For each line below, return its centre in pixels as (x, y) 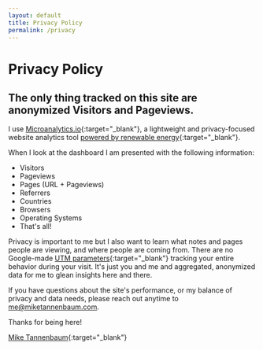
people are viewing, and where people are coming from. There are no (121, 250)
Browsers (35, 210)
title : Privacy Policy (45, 23)
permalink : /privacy (42, 30)
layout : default (35, 15)
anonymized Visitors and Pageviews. (101, 110)
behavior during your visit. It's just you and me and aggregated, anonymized (132, 267)
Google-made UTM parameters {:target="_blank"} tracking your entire (121, 258)
